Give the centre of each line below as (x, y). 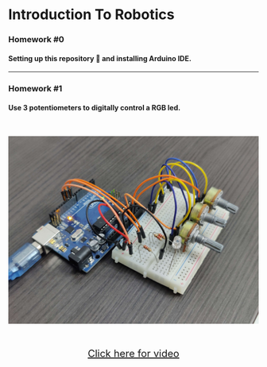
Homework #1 (35, 89)
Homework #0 (37, 40)
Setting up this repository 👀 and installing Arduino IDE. (100, 58)
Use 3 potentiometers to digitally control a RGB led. (95, 107)
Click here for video (133, 354)
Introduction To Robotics (91, 15)
